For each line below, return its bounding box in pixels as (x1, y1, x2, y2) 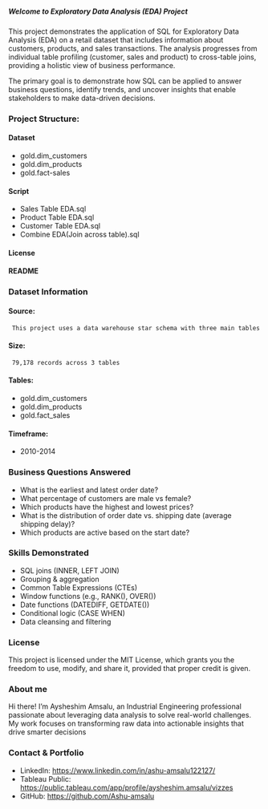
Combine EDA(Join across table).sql (19, 229, 140, 240)
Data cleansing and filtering (19, 617, 112, 626)
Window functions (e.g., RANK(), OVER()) (19, 591, 156, 601)
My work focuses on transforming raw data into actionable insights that (8, 718, 245, 729)
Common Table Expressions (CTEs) (19, 582, 138, 593)
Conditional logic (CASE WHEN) (19, 608, 126, 617)
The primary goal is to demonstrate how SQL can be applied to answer (8, 76, 242, 86)
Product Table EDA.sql (19, 212, 95, 222)
